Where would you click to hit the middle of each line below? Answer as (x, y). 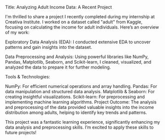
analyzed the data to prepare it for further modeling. (58, 67)
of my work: (17, 32)
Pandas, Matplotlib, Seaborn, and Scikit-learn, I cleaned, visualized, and (78, 62)
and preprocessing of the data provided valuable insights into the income (80, 107)
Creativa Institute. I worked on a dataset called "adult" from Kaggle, (74, 22)
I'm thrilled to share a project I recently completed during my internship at (80, 17)
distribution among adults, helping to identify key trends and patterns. (76, 112)
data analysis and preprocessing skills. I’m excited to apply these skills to (80, 127)
